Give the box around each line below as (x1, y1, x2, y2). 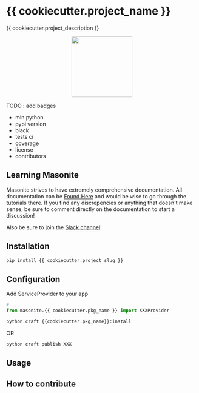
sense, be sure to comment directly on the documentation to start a (6, 205, 175, 213)
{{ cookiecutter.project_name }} (6, 4, 171, 18)
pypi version (15, 120, 47, 127)
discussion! (6, 212, 35, 219)
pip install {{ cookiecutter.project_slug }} (6, 257, 123, 263)
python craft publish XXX (6, 341, 72, 347)
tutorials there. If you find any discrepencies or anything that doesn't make (6, 199, 193, 206)
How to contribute (6, 378, 76, 389)
